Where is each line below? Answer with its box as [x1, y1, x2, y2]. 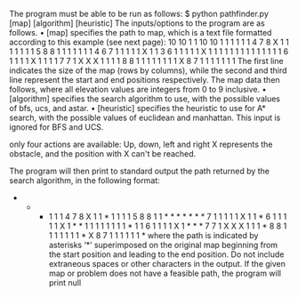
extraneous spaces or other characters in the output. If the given [48, 259, 286, 269]
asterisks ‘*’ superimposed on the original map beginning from [48, 240, 278, 250]
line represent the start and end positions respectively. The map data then [9, 75, 280, 84]
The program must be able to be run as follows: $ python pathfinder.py [9, 9, 270, 19]
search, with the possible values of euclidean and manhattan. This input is [9, 112, 281, 123]
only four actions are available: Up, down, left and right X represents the [9, 139, 273, 149]
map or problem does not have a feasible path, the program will [48, 268, 282, 278]
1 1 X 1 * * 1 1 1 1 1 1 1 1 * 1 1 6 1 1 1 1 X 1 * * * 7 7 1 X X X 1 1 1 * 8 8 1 [48, 221, 287, 231]
